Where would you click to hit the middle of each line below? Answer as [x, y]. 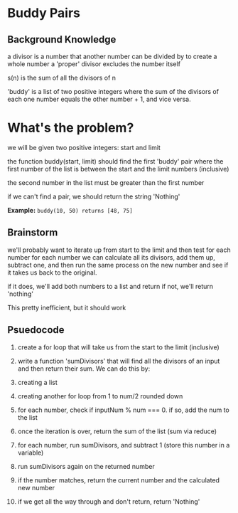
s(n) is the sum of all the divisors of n [61, 78]
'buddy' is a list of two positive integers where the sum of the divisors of [113, 91]
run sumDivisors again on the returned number [86, 466]
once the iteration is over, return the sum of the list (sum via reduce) [117, 431]
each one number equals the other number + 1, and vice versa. [99, 99]
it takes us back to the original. [52, 273]
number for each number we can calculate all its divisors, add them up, [111, 257]
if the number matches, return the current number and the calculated [119, 480]
